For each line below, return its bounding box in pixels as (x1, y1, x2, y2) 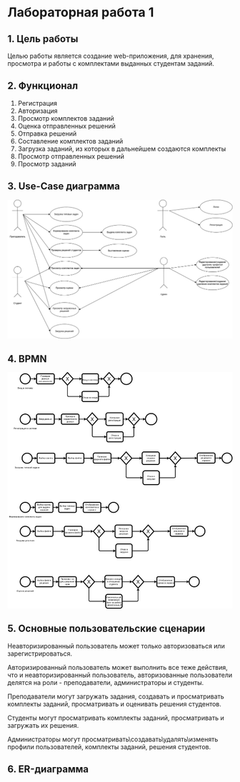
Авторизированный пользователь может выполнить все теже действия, (7, 663, 229, 671)
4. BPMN (7, 353, 47, 365)
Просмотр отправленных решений (17, 151, 125, 161)
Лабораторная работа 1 (7, 4, 154, 21)
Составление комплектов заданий (17, 136, 124, 145)
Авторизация (17, 106, 59, 115)
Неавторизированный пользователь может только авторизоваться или (7, 641, 225, 650)
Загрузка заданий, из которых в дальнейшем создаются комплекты (17, 144, 226, 153)
